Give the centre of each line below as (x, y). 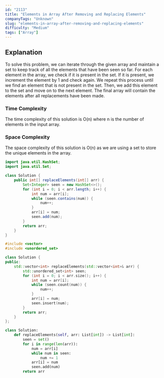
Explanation (24, 52)
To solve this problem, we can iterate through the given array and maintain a (82, 64)
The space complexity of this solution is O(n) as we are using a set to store (81, 148)
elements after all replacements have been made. (55, 95)
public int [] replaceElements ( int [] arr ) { (59, 180)
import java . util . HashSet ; (33, 162)
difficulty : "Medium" (27, 28)
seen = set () (36, 340)
